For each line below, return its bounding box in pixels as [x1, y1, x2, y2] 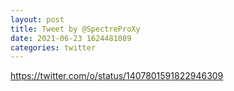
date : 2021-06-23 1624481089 [10, 33, 132, 43]
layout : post [10, 14, 65, 25]
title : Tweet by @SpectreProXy [10, 24, 141, 34]
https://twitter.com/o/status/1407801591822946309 [10, 70, 224, 82]
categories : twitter [10, 42, 97, 53]
